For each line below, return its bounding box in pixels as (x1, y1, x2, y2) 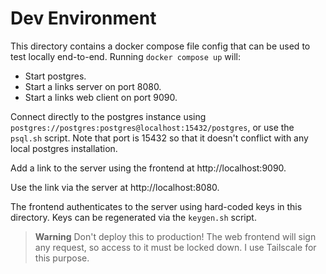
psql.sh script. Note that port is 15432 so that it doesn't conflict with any (10, 132, 309, 144)
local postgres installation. (10, 142, 118, 154)
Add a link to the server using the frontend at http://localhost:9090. (10, 162, 287, 174)
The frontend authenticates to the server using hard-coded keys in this (10, 200, 303, 212)
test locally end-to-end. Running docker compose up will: (10, 50, 241, 62)
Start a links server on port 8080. (24, 80, 162, 92)
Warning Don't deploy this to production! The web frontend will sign (34, 230, 317, 242)
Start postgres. (24, 70, 87, 82)
